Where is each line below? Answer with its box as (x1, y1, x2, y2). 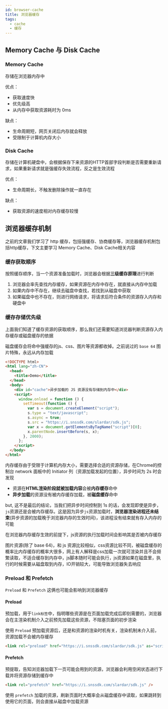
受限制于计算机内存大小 (12, 134, 61, 140)
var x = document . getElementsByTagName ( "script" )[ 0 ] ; (27, 424, 142, 430)
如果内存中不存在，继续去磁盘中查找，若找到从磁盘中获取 (12, 287, 131, 293)
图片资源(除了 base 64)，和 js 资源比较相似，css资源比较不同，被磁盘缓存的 (5, 542, 162, 548)
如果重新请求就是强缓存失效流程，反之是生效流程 (13, 166, 115, 172)
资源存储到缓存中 (18, 672, 53, 678)
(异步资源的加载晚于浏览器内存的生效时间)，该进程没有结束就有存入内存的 (9, 514, 162, 521)
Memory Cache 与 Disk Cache (5, 46, 100, 54)
